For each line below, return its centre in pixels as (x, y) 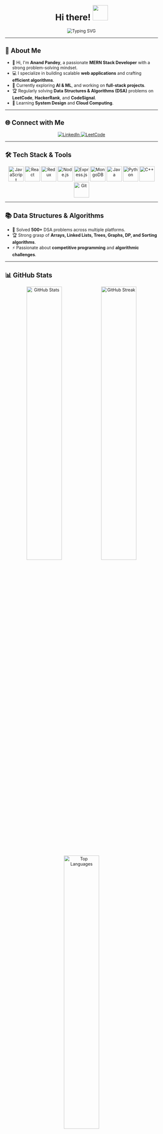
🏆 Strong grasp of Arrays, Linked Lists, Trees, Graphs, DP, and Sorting (84, 235)
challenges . (24, 255)
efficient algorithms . (33, 80)
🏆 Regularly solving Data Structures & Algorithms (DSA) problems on (83, 90)
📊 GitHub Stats (29, 275)
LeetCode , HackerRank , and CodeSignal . (54, 98)
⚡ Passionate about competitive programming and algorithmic (75, 248)
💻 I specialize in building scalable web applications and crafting (77, 73)
